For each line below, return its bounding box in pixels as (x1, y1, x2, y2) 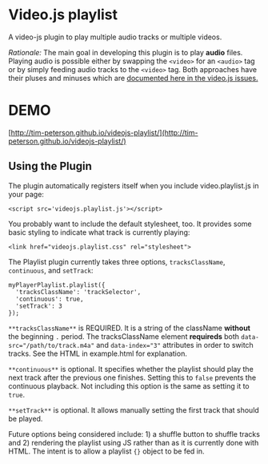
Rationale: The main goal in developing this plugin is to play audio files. (8, 47, 243, 57)
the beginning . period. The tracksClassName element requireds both (8, 331, 240, 341)
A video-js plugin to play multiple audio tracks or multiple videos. (8, 32, 222, 42)
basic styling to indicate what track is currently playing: (8, 227, 190, 237)
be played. (8, 414, 43, 423)
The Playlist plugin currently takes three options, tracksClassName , (8, 256, 226, 266)
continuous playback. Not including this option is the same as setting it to (8, 381, 250, 390)
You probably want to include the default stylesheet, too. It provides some (8, 219, 252, 228)
